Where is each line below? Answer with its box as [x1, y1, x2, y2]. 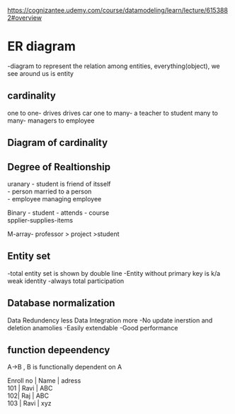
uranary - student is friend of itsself [7, 179, 111, 188]
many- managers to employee [7, 116, 95, 125]
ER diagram [7, 38, 76, 55]
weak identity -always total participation [7, 276, 125, 285]
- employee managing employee [7, 194, 102, 203]
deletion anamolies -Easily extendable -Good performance [7, 323, 178, 332]
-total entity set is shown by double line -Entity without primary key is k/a [7, 269, 221, 277]
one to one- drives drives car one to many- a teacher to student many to [7, 108, 218, 117]
